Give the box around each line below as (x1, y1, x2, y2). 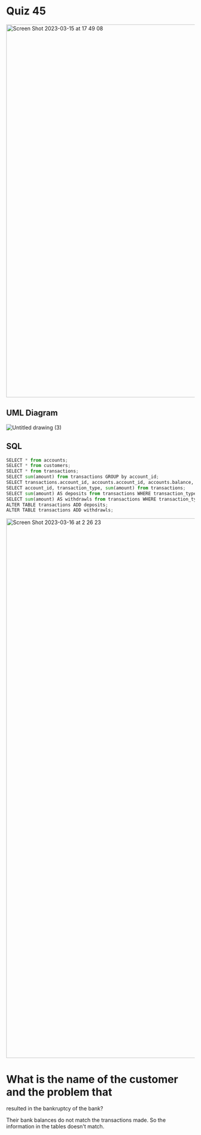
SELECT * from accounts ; (6, 457, 68, 463)
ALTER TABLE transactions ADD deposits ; (6, 502, 109, 508)
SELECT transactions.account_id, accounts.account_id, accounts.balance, (6, 480, 194, 486)
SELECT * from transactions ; (6, 468, 79, 474)
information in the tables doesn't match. (6, 1123, 105, 1130)
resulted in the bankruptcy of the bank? (6, 1105, 103, 1112)
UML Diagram (6, 408, 58, 418)
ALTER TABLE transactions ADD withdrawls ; (6, 507, 114, 513)
